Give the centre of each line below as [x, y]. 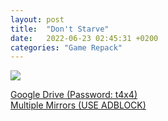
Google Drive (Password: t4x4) [74, 95]
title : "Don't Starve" [60, 29]
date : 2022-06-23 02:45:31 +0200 [84, 38]
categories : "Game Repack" [66, 47]
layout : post [37, 19]
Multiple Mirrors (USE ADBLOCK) [78, 105]
